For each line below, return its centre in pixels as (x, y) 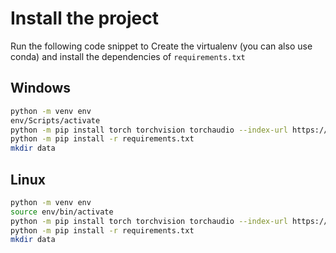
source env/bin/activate (62, 212)
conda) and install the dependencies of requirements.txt (128, 56)
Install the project (85, 18)
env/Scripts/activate (55, 120)
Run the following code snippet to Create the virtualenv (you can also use (161, 46)
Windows (40, 88)
